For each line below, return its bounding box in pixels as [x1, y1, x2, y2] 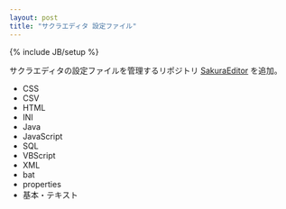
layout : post [9, 13, 59, 23]
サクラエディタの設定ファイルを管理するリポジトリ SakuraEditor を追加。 [9, 65, 282, 76]
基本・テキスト [22, 189, 78, 200]
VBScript [22, 150, 56, 160]
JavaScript [22, 131, 63, 141]
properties [22, 178, 61, 189]
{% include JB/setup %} [9, 46, 99, 57]
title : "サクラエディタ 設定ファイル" [9, 22, 137, 31]
